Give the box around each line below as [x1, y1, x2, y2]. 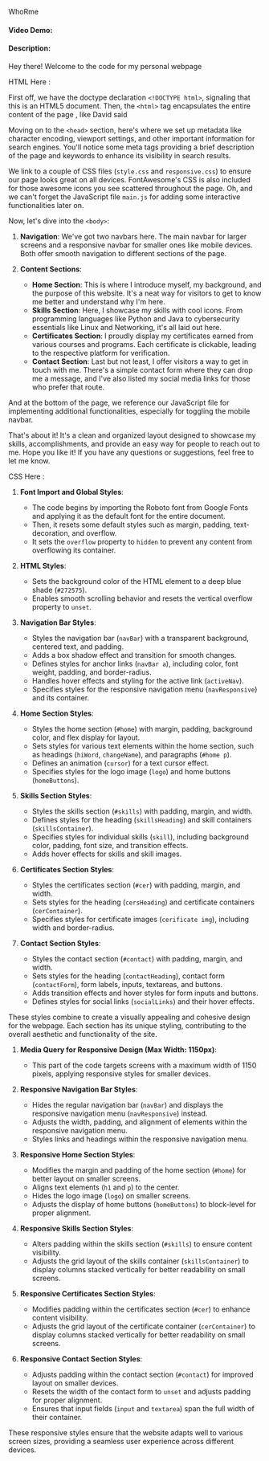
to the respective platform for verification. [31, 348, 170, 357]
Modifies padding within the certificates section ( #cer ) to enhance [31, 1304, 251, 1314]
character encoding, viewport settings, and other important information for [8, 133, 255, 143]
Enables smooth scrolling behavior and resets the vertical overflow [31, 594, 253, 603]
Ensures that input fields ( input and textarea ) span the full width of [31, 1403, 255, 1413]
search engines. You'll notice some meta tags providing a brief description [8, 142, 255, 152]
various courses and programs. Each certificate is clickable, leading [31, 339, 257, 349]
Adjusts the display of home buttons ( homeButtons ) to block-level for [31, 1199, 257, 1209]
